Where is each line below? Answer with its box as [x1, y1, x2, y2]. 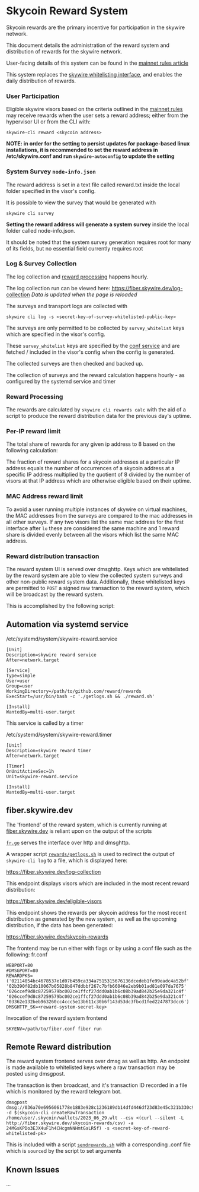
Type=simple [6, 673, 36, 679]
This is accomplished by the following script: [6, 603, 115, 610]
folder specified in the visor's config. [6, 187, 96, 194]
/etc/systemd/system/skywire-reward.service [6, 635, 118, 642]
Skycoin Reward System [6, 4, 129, 18]
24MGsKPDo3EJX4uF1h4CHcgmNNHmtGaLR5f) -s [6, 1126, 110, 1131]
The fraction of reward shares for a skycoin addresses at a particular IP [6, 458, 180, 465]
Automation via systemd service [6, 619, 129, 630]
